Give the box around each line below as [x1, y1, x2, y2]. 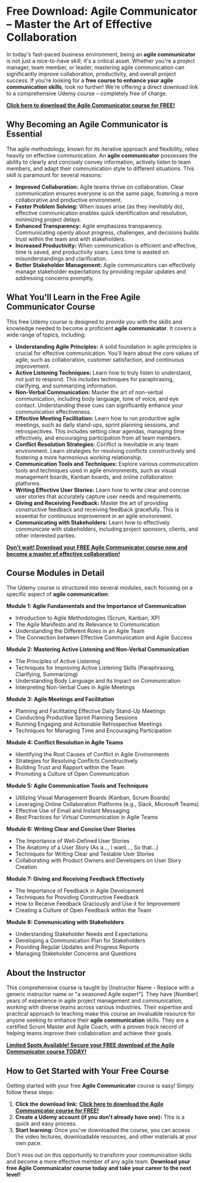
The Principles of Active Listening [15, 658, 100, 665]
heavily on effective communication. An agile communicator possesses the [6, 151, 198, 159]
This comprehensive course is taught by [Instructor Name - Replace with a [6, 984, 195, 991]
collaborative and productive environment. [15, 196, 122, 204]
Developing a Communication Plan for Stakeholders [15, 937, 146, 945]
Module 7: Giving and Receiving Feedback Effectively [6, 875, 145, 883]
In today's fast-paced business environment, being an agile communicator [6, 50, 196, 58]
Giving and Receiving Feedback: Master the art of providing [15, 499, 168, 506]
